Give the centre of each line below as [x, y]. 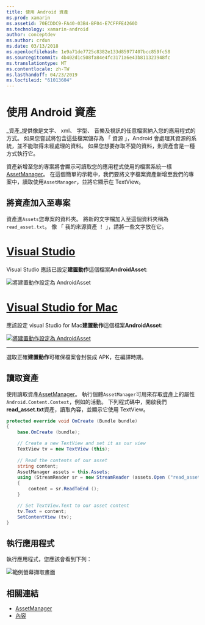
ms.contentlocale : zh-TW [38, 69]
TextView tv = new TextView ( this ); [64, 449]
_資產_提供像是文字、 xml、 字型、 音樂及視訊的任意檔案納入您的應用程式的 [101, 131]
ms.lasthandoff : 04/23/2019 [42, 75]
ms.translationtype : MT [37, 63]
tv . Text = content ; [42, 511]
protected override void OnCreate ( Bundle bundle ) [72, 421]
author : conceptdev [31, 35]
